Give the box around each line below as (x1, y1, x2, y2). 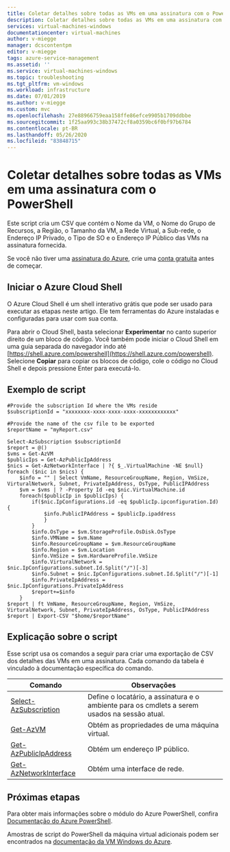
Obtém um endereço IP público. (88, 744, 190, 754)
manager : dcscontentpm (7, 42, 72, 49)
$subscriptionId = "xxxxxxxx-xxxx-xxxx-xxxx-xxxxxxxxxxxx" (7, 408, 179, 415)
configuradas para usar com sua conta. (7, 314, 118, 323)
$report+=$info (31, 588, 75, 595)
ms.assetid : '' (7, 61, 51, 68)
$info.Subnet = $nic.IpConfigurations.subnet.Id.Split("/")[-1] (31, 571, 219, 577)
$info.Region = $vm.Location (31, 546, 115, 553)
